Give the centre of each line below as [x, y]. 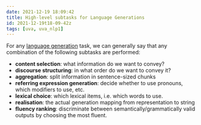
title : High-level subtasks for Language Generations [76, 18]
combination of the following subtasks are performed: [73, 53]
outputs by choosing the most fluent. [61, 115]
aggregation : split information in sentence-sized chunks [85, 77]
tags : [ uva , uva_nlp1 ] [35, 29]
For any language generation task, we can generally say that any [87, 46]
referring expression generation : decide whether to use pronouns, [99, 83]
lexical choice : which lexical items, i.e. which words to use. [89, 96]
